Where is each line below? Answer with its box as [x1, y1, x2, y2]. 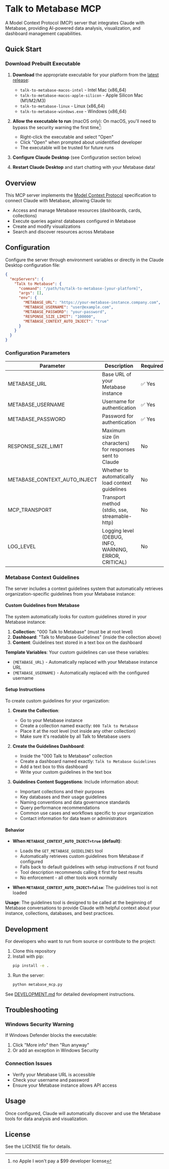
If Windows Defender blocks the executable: [5, 1032, 97, 1038]
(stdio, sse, [102, 506, 128, 513]
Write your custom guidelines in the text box [20, 769, 112, 775]
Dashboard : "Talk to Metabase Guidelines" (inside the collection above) [12, 634, 162, 640]
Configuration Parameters [5, 349, 70, 356]
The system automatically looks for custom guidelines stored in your [5, 613, 147, 619]
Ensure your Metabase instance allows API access [12, 1082, 117, 1088]
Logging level [102, 528, 134, 535]
